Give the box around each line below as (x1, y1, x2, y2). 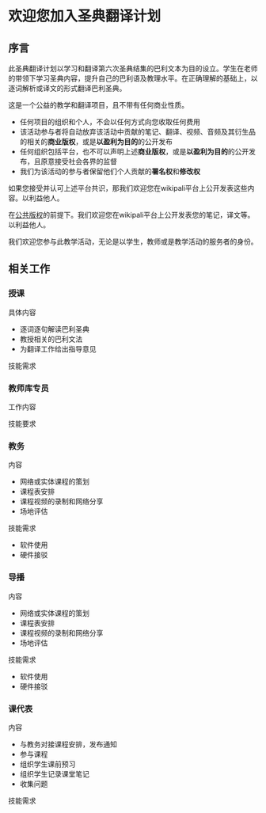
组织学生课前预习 (19, 759, 76, 769)
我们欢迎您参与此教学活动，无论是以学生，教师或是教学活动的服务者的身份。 (8, 237, 258, 246)
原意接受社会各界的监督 (40, 157, 117, 166)
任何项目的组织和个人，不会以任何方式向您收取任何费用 (19, 117, 200, 127)
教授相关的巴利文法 (19, 334, 83, 344)
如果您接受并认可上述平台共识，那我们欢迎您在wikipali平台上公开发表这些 (8, 184, 248, 192)
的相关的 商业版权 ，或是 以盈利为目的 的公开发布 (19, 137, 173, 146)
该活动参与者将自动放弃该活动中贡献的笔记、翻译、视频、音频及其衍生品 (19, 127, 256, 136)
